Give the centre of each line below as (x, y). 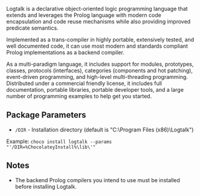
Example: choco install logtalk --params (59, 141)
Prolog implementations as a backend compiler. (66, 52)
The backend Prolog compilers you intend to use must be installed (97, 180)
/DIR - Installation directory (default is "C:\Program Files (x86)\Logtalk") (104, 130)
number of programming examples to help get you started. (79, 96)
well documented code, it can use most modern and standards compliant (97, 46)
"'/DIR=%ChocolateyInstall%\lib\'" (51, 147)
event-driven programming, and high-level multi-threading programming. (97, 77)
